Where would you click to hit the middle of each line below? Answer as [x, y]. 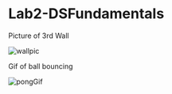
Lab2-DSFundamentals [86, 14]
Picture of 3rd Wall [39, 36]
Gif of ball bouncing [41, 66]
